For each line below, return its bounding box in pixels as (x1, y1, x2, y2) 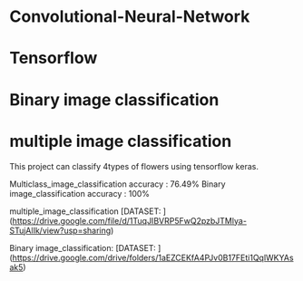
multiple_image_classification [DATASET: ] (9, 206, 166, 217)
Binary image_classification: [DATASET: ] (9, 242, 161, 253)
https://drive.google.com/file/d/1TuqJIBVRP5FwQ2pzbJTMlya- (12, 215, 248, 226)
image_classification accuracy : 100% (9, 188, 151, 199)
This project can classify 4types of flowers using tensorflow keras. (9, 160, 259, 171)
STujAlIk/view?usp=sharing (9, 225, 112, 236)
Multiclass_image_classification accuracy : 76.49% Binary (9, 179, 226, 189)
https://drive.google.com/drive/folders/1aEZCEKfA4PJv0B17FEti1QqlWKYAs (12, 252, 294, 263)
